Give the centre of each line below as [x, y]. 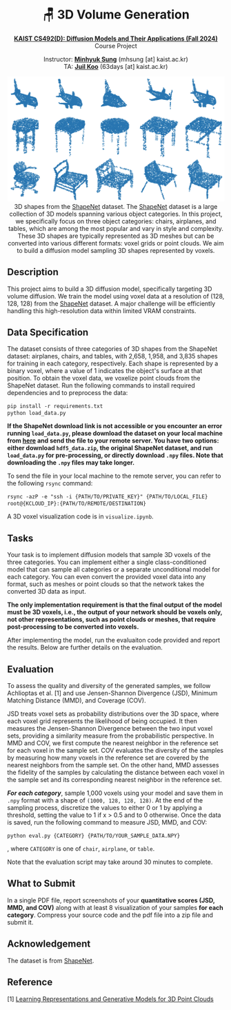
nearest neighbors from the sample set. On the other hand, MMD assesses [113, 765]
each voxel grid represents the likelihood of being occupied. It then [102, 721]
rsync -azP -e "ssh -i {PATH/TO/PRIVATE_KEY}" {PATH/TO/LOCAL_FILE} [108, 497]
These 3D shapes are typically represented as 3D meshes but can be [116, 236]
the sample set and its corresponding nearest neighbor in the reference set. [114, 780]
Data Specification [48, 333]
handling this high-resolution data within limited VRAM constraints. [102, 311]
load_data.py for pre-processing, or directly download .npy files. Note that [115, 455]
